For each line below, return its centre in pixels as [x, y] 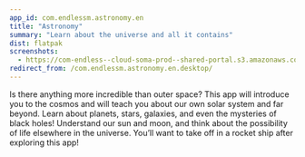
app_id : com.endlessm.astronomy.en [77, 18]
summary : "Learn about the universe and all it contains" [121, 34]
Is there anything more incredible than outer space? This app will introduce [149, 94]
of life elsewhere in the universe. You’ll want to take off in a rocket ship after [151, 132]
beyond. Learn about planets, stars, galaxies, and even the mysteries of [143, 113]
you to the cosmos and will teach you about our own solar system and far [147, 103]
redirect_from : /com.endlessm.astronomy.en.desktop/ [111, 69]
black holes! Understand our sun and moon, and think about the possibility [149, 123]
